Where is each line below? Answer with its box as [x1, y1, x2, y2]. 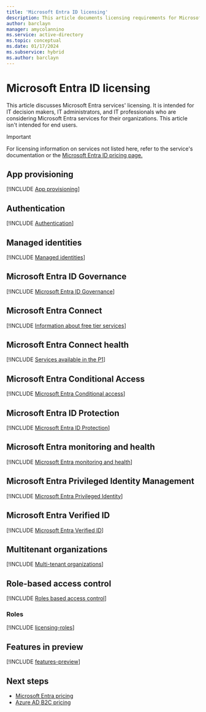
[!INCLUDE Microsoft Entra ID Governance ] [6, 288, 115, 295]
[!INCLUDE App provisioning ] [6, 186, 80, 193]
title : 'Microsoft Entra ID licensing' [6, 9, 109, 15]
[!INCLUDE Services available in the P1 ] [6, 356, 106, 363]
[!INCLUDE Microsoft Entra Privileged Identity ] [6, 492, 123, 499]
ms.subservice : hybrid [6, 49, 64, 55]
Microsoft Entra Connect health [6, 340, 129, 350]
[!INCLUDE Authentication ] [6, 219, 74, 227]
